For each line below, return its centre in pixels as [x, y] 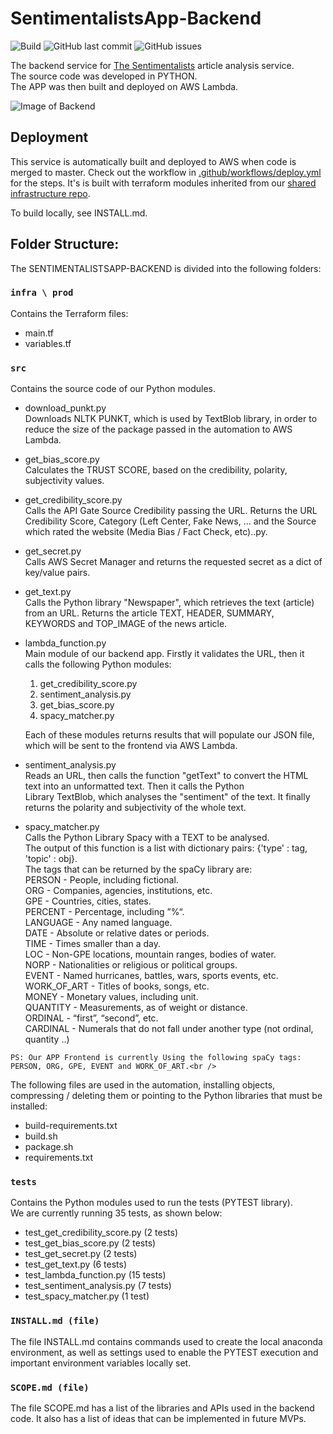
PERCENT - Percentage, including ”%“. [104, 912]
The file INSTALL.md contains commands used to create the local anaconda [166, 1341]
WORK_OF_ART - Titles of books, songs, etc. [117, 986]
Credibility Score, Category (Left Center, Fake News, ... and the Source [170, 521]
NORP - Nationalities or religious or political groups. [131, 965]
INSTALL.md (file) [55, 1321]
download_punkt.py [65, 408]
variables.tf [48, 343]
